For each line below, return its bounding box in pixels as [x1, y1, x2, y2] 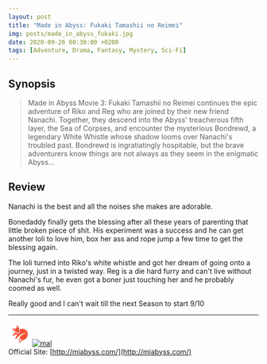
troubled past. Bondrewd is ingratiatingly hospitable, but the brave [27, 140, 245, 150]
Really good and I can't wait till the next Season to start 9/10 [8, 299, 205, 308]
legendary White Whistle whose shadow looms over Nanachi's [27, 131, 233, 141]
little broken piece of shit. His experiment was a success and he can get [8, 225, 244, 235]
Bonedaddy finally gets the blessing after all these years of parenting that [8, 217, 249, 226]
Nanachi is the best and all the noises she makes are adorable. [8, 202, 213, 211]
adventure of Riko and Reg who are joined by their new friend [27, 106, 229, 115]
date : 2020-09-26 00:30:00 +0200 [8, 38, 119, 46]
